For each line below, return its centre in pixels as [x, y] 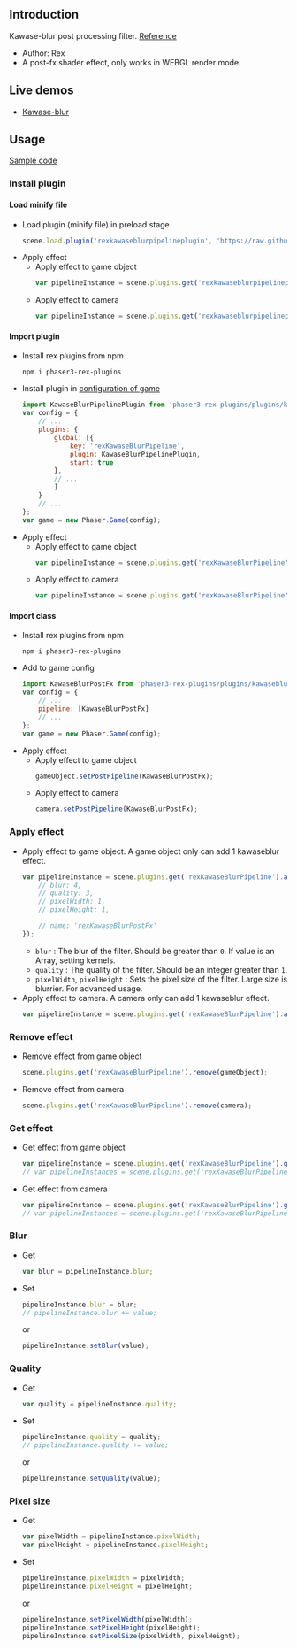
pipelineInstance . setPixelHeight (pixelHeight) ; [111, 1628]
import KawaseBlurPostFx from [78, 684]
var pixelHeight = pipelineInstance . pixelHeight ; [115, 1545]
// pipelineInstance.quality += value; [95, 1445]
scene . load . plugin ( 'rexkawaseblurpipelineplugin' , [117, 241]
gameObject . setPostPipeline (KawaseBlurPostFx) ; [124, 776]
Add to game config [58, 668]
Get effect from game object [73, 1147]
